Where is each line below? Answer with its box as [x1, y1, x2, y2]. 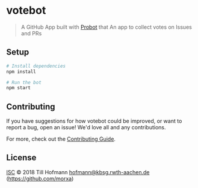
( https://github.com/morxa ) [6, 175, 74, 182]
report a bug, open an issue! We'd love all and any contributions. [6, 124, 167, 131]
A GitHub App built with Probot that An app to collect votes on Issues [20, 23, 193, 31]
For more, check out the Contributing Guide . [6, 135, 116, 142]
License [6, 153, 37, 163]
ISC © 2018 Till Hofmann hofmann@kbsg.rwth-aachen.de [6, 168, 150, 175]
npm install [6, 68, 36, 75]
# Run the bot [6, 79, 42, 86]
